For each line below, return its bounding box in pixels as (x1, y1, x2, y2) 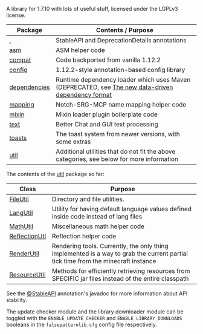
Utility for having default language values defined (51, 205, 192, 213)
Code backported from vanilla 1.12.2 (56, 56, 161, 64)
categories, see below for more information (56, 155, 178, 163)
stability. (6, 296, 27, 303)
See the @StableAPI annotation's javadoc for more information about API (6, 290, 188, 297)
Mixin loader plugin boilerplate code (56, 110, 158, 119)
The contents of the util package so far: (6, 171, 105, 177)
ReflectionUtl (9, 232, 47, 240)
